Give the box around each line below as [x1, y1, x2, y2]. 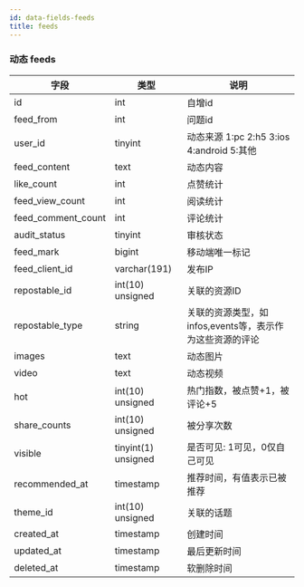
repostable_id [14, 284, 72, 296]
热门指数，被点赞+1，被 [186, 384, 290, 397]
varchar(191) [114, 262, 173, 274]
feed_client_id [14, 262, 73, 274]
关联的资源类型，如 [186, 305, 269, 318]
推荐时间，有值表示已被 [186, 471, 287, 484]
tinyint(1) [114, 441, 154, 454]
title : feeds [9, 22, 59, 31]
